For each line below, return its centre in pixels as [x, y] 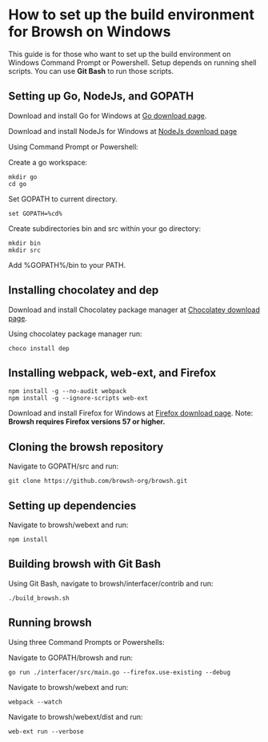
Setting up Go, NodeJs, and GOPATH [101, 97]
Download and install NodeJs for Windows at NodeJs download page [123, 131]
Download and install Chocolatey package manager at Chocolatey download [134, 310]
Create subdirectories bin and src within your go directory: [105, 228]
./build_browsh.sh [39, 598]
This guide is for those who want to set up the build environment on [120, 54]
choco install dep [39, 348]
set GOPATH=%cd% [35, 213]
